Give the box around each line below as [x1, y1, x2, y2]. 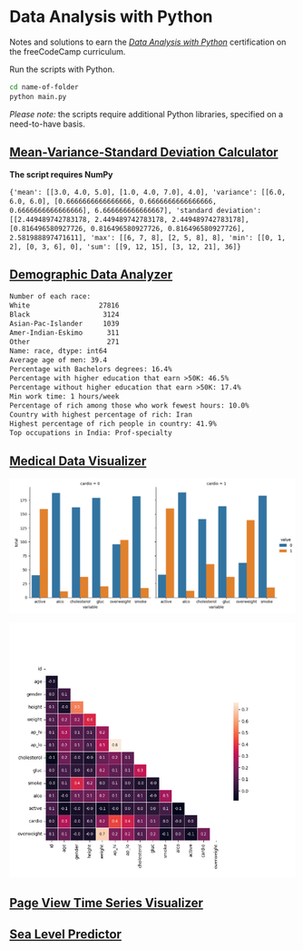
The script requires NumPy [9, 168, 113, 179]
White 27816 [9, 301, 120, 310]
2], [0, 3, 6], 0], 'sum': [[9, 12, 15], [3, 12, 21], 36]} [9, 242, 242, 251]
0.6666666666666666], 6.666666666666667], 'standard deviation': [9, 206, 261, 215]
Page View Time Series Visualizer [9, 895, 204, 911]
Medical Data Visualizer [9, 453, 147, 469]
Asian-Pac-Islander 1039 [9, 319, 120, 328]
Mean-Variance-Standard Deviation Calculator [9, 145, 279, 160]
